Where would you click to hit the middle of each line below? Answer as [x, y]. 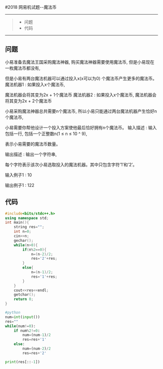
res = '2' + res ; [44, 259]
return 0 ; [24, 299]
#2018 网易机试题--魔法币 [31, 7]
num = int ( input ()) [23, 317]
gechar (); [24, 240]
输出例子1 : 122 [20, 185]
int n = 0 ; [23, 232]
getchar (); [25, 295]
